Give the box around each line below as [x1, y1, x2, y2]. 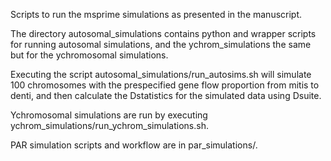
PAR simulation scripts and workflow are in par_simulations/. [10, 139, 258, 151]
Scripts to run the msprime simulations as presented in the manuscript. [10, 9, 303, 20]
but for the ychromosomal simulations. [10, 49, 169, 61]
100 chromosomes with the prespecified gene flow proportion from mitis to [10, 79, 320, 91]
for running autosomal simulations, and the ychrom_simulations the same [10, 39, 312, 50]
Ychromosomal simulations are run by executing [10, 109, 208, 121]
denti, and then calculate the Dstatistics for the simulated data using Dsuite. [10, 90, 322, 101]
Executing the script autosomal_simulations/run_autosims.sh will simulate [10, 69, 312, 80]
